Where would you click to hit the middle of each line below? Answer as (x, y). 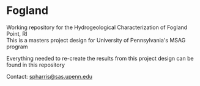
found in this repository (36, 65)
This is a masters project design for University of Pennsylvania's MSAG (96, 40)
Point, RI (17, 33)
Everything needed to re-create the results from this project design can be (100, 58)
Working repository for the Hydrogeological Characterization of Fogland (97, 27)
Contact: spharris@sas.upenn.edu (50, 76)
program (17, 47)
